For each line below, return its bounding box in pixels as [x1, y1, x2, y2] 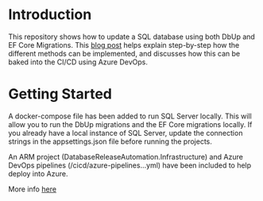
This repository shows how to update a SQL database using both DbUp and [8, 32, 256, 41]
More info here [8, 184, 57, 194]
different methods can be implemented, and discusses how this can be [8, 48, 241, 58]
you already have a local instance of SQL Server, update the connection [8, 128, 243, 137]
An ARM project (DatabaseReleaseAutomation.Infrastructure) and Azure [8, 152, 244, 161]
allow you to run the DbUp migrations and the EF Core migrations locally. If [8, 119, 253, 129]
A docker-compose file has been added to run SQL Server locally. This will [8, 111, 252, 121]
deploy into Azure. [8, 168, 68, 178]
